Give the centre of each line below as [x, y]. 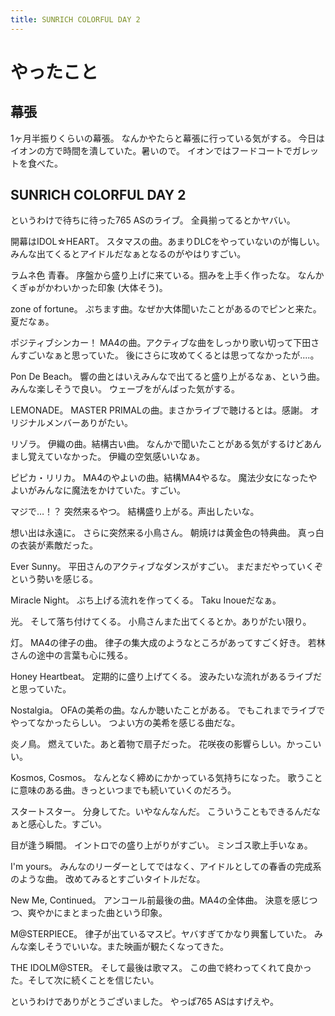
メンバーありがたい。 [88, 423]
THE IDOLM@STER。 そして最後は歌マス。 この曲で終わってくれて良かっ [161, 968]
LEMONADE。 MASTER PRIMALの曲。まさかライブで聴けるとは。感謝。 [159, 410]
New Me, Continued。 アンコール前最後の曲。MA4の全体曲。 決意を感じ [160, 900]
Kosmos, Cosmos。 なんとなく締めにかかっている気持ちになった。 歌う [158, 778]
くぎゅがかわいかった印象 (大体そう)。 [89, 288]
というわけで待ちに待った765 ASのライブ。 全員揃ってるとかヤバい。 [153, 220]
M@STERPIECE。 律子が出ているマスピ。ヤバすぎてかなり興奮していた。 [161, 934]
